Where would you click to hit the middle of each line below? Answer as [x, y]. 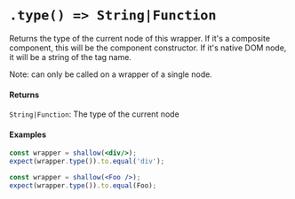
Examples [28, 134]
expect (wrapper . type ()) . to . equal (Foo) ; [83, 185]
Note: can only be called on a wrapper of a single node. [111, 74]
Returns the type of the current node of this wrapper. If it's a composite [140, 38]
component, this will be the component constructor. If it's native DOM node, [148, 48]
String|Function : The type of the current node [94, 114]
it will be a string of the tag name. [70, 57]
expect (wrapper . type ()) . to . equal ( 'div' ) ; [87, 162]
